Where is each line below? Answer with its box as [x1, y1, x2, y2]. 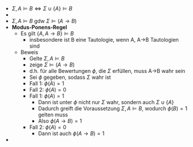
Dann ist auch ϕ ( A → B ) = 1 [38, 130, 105, 137]
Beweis [20, 49, 38, 55]
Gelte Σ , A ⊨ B [29, 55, 65, 62]
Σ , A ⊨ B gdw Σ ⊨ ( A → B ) [11, 18, 77, 24]
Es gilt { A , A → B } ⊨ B [20, 30, 74, 37]
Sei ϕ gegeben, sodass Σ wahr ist [29, 73, 111, 81]
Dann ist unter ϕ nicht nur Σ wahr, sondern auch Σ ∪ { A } [38, 99, 175, 105]
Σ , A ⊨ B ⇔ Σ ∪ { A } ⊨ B [11, 5, 72, 12]
